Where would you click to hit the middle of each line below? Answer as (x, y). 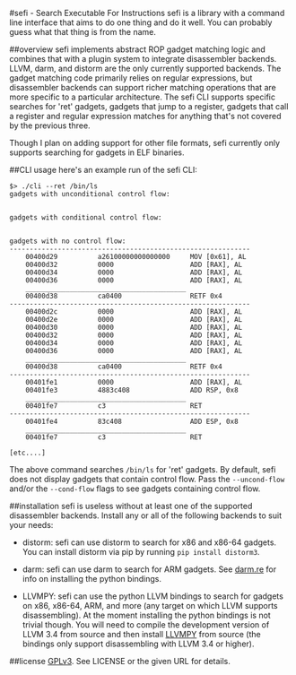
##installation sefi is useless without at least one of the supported (131, 506)
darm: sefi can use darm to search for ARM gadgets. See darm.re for (149, 569)
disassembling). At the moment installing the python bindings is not (146, 615)
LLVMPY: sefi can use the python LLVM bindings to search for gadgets (153, 596)
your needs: (31, 525)
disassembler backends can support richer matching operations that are (143, 87)
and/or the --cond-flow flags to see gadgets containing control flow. (135, 489)
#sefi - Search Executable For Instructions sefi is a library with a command (147, 13)
